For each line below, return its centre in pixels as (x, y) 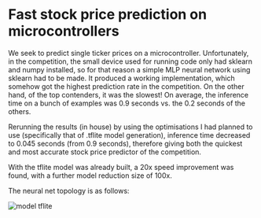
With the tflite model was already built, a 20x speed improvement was (121, 167)
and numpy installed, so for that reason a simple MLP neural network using (129, 69)
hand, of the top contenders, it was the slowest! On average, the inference (129, 94)
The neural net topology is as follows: (69, 190)
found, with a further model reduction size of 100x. (90, 176)
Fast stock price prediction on (107, 15)
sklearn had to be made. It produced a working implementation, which (122, 78)
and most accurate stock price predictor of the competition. (105, 152)
